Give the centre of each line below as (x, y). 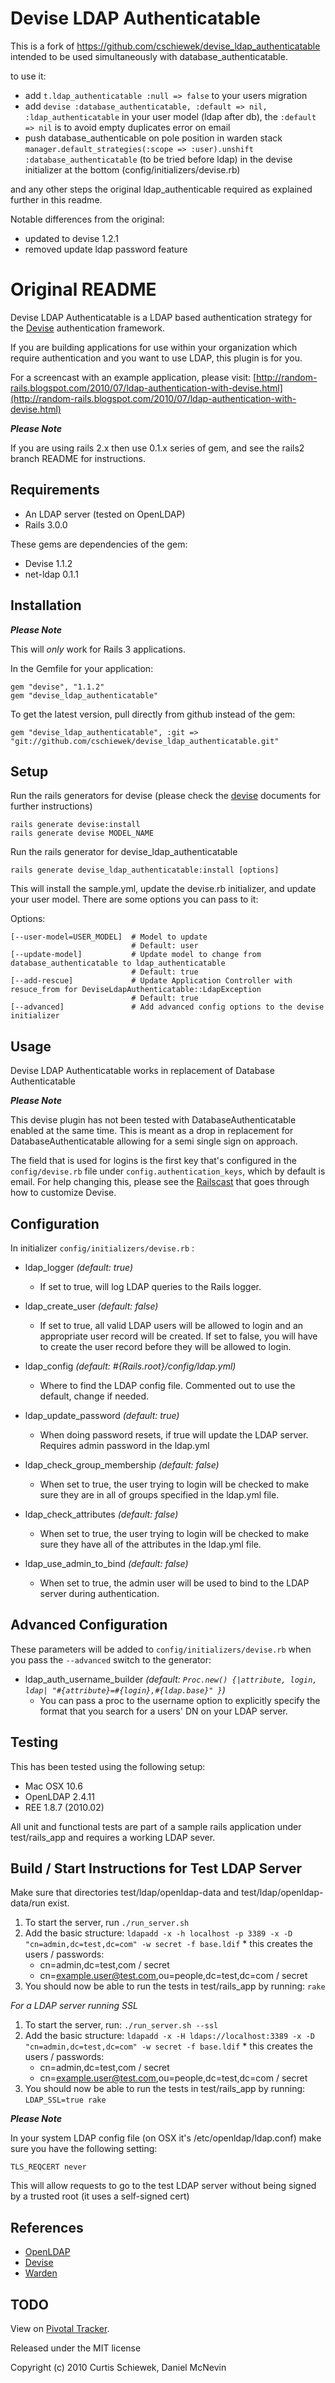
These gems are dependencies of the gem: (99, 544)
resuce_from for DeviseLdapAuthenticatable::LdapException (136, 990)
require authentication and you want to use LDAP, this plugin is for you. (156, 358)
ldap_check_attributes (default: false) (101, 1514)
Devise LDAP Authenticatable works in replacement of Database (142, 1071)
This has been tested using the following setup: (108, 1766)
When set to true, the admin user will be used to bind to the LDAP (174, 1583)
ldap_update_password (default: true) (102, 1415)
